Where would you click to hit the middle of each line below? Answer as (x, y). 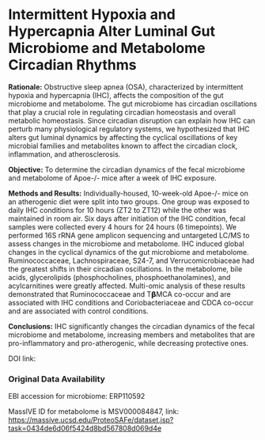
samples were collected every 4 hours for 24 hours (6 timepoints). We (123, 226)
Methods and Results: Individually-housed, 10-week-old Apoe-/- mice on (129, 193)
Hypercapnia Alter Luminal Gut (112, 31)
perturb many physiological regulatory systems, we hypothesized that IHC (129, 129)
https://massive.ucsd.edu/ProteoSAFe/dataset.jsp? (91, 420)
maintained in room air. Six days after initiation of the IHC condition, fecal (127, 218)
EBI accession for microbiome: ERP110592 (77, 396)
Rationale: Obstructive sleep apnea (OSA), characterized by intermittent (126, 87)
